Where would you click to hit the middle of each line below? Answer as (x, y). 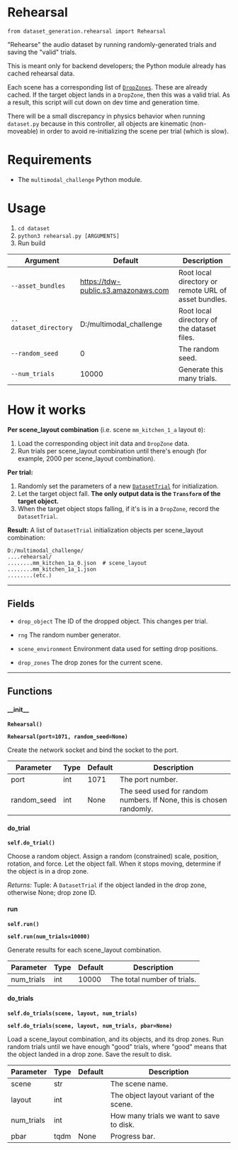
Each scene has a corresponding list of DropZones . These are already (107, 87)
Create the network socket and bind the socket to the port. (93, 750)
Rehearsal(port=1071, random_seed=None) (68, 737)
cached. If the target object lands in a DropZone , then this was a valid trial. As (119, 95)
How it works (47, 410)
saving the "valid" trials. (42, 52)
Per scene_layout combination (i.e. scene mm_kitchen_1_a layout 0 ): (106, 429)
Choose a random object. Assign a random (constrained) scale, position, (113, 856)
